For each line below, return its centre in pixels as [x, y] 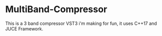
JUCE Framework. [24, 28]
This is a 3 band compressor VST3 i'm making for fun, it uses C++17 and [81, 23]
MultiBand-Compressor [56, 9]
